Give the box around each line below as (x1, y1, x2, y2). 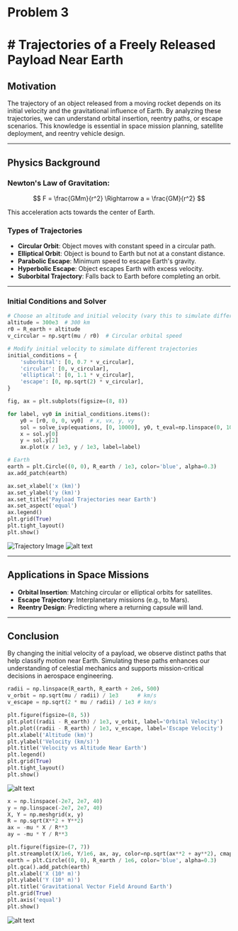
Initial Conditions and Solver (7, 297, 107, 307)
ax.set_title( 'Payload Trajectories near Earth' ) (7, 496, 157, 503)
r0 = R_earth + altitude (7, 326, 81, 333)
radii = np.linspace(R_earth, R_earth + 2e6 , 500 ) (7, 686, 160, 693)
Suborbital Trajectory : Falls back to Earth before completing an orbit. (17, 272, 221, 281)
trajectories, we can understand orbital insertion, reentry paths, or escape (7, 115, 223, 123)
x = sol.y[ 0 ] (20, 430, 59, 437)
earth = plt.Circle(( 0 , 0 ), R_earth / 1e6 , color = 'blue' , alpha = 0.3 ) (7, 856, 217, 864)
